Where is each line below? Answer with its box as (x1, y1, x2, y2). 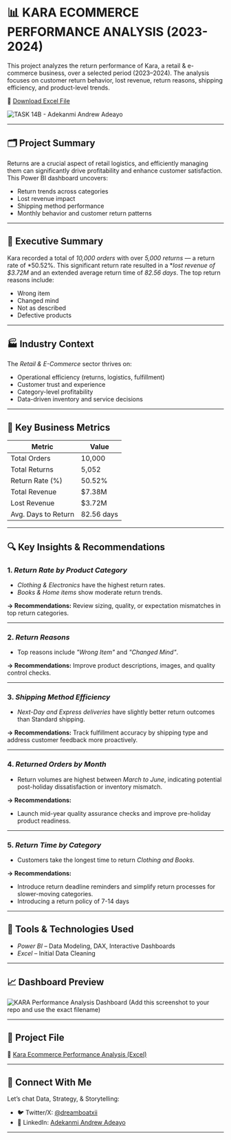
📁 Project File (7, 1032, 65, 1044)
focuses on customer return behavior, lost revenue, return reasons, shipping (7, 76, 223, 84)
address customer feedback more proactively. (7, 736, 138, 744)
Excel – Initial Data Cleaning (16, 949, 96, 957)
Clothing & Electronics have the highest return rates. (16, 580, 166, 589)
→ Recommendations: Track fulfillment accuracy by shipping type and (7, 728, 208, 737)
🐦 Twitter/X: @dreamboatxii (16, 1108, 98, 1117)
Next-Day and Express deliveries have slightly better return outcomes (16, 708, 215, 716)
